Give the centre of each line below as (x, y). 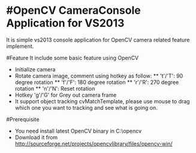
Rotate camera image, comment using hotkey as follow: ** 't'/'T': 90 (99, 76)
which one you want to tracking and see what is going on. (86, 107)
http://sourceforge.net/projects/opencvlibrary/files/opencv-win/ (94, 143)
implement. (20, 46)
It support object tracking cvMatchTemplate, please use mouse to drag (102, 101)
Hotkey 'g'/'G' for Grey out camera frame (66, 95)
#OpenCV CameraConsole (73, 10)
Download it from (36, 137)
